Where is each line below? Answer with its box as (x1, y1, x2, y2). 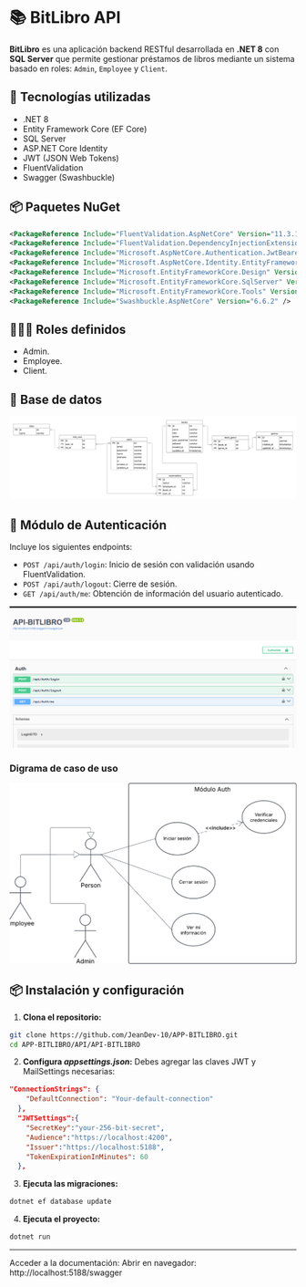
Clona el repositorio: (22, 1012, 102, 1022)
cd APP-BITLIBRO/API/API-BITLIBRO (9, 1040, 141, 1049)
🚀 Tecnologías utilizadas (9, 89, 151, 105)
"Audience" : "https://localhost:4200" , (25, 1133, 173, 1142)
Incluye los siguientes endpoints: (9, 542, 133, 553)
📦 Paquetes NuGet (9, 200, 121, 215)
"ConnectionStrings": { (9, 1085, 100, 1095)
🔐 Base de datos (9, 391, 103, 407)
